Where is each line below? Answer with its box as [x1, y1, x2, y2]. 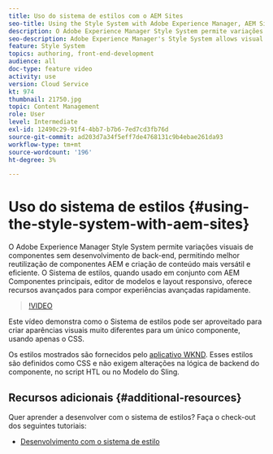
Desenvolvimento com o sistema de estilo [19, 437, 160, 446]
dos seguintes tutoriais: [8, 421, 87, 430]
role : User [8, 111, 45, 119]
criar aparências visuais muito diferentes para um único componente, [8, 325, 241, 335]
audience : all [8, 58, 57, 66]
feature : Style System [8, 42, 85, 50]
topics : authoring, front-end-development [8, 50, 154, 58]
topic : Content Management [8, 103, 100, 111]
